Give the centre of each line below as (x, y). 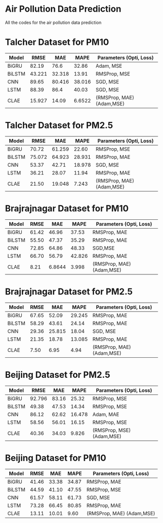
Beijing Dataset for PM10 (56, 458)
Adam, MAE (106, 414)
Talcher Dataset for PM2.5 (59, 126)
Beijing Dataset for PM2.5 (58, 375)
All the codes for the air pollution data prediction (53, 22)
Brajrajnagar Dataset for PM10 (67, 209)
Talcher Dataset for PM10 (57, 42)
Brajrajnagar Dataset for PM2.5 (69, 291)
